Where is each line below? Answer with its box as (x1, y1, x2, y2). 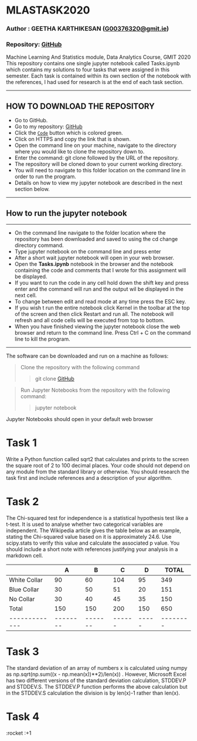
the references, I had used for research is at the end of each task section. (6, 79, 184, 86)
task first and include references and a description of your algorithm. (6, 474, 172, 481)
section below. (14, 186, 50, 193)
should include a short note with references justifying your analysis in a (6, 545, 178, 553)
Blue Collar (9, 585, 39, 593)
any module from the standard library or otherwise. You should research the (6, 468, 189, 475)
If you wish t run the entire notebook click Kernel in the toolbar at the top (14, 304, 190, 312)
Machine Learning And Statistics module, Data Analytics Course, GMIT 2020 (6, 54, 191, 61)
